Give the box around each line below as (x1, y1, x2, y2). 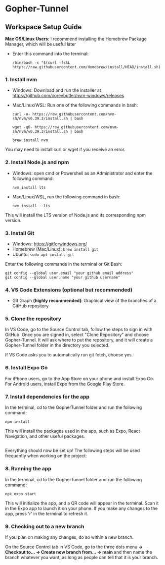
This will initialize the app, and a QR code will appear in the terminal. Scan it (5, 500, 159, 506)
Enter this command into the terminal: (12, 51, 89, 56)
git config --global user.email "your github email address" (5, 271, 134, 276)
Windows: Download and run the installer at (12, 87, 101, 93)
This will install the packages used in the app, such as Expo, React (5, 428, 140, 434)
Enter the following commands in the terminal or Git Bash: (5, 261, 123, 267)
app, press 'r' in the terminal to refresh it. (5, 510, 88, 516)
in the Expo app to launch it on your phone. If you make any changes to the (5, 505, 158, 511)
